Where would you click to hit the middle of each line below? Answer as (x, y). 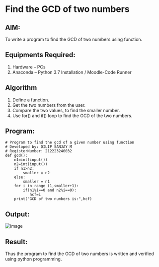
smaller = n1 (37, 182)
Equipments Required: (40, 55)
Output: (17, 214)
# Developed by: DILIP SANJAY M (39, 147)
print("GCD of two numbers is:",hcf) (53, 199)
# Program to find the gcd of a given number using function (70, 142)
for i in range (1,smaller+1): (46, 186)
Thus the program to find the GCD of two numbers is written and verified (79, 254)
